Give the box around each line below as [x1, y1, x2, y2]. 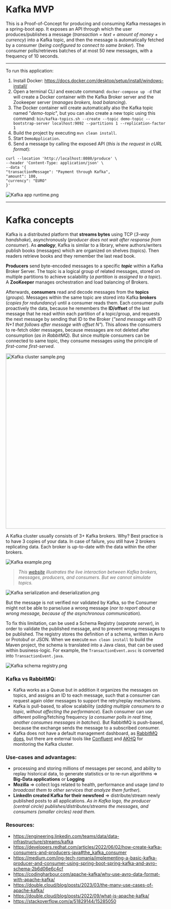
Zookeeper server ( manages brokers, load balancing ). [13, 99, 127, 105]
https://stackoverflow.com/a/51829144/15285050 [13, 898, 116, 904]
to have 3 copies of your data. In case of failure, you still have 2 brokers [6, 538, 156, 544]
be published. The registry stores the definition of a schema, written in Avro [6, 631, 164, 637]
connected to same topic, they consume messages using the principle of [6, 338, 158, 344]
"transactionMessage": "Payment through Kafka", [6, 169, 111, 174]
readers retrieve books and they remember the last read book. [6, 252, 136, 259]
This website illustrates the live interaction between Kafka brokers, [18, 569, 158, 575]
